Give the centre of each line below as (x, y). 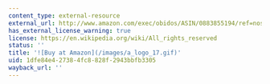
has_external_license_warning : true (70, 30)
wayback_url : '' (35, 68)
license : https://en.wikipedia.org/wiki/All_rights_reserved (113, 38)
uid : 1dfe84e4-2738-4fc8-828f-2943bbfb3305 (82, 61)
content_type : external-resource (64, 16)
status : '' (27, 46)
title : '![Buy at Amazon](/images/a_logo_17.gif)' (95, 53)
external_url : (32, 23)
